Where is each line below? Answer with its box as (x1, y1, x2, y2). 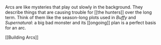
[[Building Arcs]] (5, 34, 39, 40)
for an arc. (5, 25, 26, 31)
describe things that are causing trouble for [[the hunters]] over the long (5, 9, 152, 15)
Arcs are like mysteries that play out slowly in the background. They (5, 4, 143, 10)
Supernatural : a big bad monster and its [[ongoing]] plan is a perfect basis (5, 20, 157, 25)
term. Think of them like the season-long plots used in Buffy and (5, 15, 136, 20)
